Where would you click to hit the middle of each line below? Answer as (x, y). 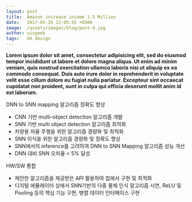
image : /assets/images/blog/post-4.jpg (56, 28)
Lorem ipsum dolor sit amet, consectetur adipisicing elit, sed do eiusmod (96, 55)
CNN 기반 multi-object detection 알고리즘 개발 (69, 117)
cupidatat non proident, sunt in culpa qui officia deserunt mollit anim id (94, 86)
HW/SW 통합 (21, 166)
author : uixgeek (26, 33)
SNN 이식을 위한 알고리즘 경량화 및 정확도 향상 (67, 139)
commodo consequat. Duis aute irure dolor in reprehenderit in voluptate (95, 74)
